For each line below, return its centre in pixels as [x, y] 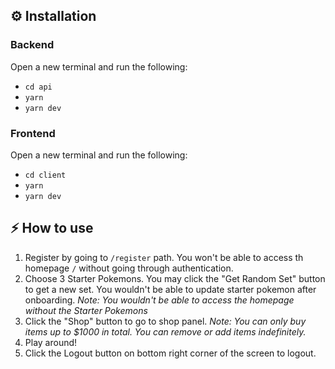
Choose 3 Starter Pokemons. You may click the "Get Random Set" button [175, 278]
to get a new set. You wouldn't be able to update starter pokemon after [170, 289]
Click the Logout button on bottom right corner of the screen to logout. [170, 353]
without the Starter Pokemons [86, 310]
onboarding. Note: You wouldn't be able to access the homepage [159, 300]
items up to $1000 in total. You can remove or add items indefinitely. [165, 331]
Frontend [33, 133]
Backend [32, 45]
